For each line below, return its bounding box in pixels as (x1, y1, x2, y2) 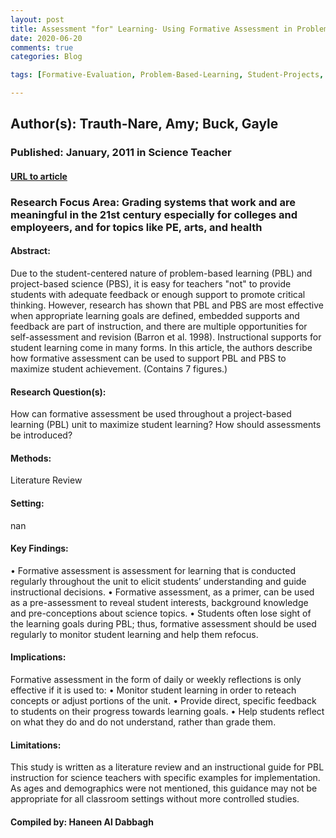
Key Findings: (10, 542, 69, 555)
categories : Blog (10, 52, 83, 62)
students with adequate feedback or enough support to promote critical (10, 289, 306, 301)
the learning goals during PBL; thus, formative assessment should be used (10, 617, 317, 630)
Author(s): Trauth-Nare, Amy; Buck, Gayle (10, 116, 279, 133)
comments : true (10, 42, 74, 53)
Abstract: (10, 245, 51, 257)
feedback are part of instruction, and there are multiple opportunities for (10, 321, 308, 333)
